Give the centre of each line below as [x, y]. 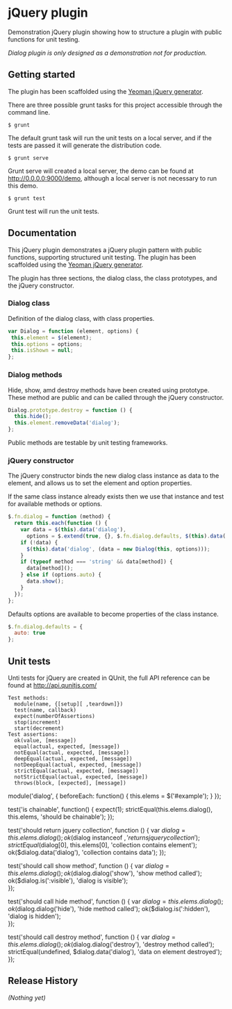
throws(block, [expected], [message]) [71, 783]
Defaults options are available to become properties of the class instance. [114, 614]
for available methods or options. [55, 504]
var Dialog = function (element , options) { [73, 331]
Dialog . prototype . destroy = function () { [70, 410]
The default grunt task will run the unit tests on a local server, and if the [110, 137]
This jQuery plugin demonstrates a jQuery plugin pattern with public [105, 250]
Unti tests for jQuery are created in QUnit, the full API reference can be [109, 678]
